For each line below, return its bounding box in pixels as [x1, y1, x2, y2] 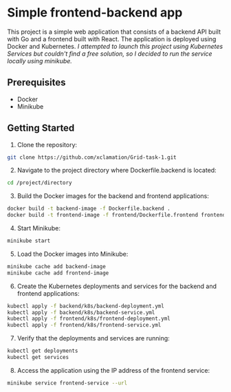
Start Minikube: [16, 224, 60, 232]
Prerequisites [7, 77, 66, 89]
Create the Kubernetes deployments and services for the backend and [16, 282, 217, 290]
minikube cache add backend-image [7, 263, 107, 270]
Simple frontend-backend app [7, 5, 183, 21]
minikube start [7, 237, 51, 245]
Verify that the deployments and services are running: [16, 334, 170, 342]
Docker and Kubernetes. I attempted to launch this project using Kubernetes [7, 42, 223, 50]
